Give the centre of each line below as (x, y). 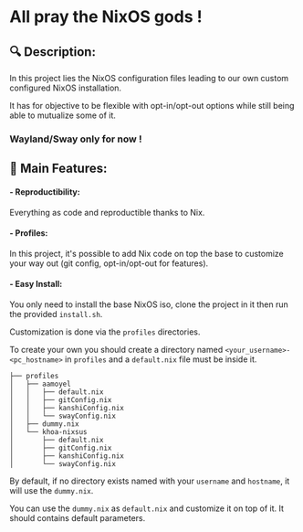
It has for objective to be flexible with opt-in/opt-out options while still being (152, 106)
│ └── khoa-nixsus (49, 431)
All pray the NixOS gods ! (106, 17)
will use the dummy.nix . (52, 490)
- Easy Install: (36, 284)
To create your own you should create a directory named (116, 349)
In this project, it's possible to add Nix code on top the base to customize (147, 253)
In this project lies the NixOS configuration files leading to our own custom (149, 78)
